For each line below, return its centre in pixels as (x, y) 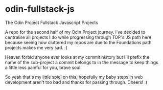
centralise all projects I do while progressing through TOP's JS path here (78, 37)
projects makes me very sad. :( (36, 47)
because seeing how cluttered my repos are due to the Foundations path (78, 42)
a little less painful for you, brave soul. (43, 67)
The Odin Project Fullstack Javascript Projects (52, 22)
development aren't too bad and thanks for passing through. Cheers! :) (76, 82)
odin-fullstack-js (40, 9)
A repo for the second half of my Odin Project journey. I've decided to (75, 32)
